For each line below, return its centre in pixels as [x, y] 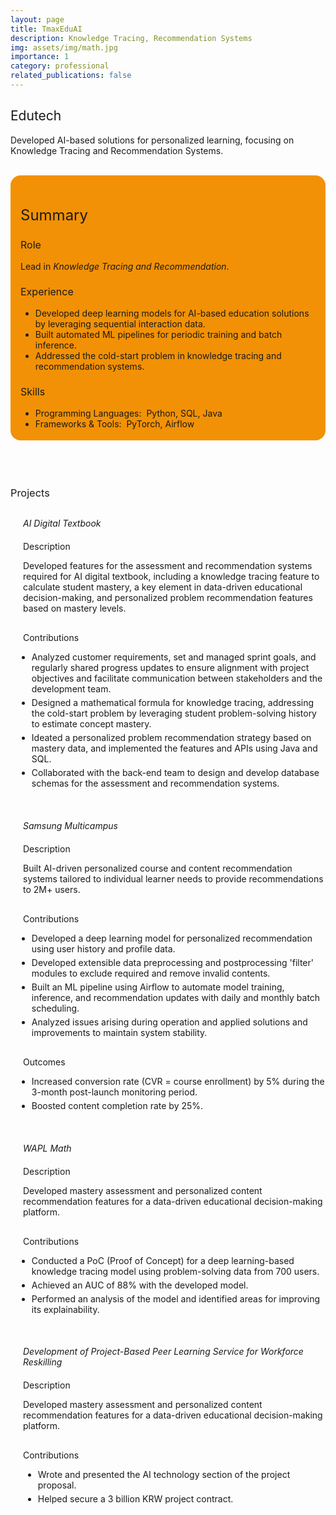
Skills [33, 392]
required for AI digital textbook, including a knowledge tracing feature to [171, 577]
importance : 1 [40, 57]
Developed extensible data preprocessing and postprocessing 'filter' [172, 962]
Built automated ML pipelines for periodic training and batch [158, 335]
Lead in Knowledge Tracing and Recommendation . [125, 266]
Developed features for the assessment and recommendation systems [168, 566]
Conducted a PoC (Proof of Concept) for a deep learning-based [163, 1260]
